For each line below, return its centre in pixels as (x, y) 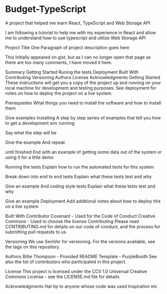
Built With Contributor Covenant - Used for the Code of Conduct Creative (80, 216)
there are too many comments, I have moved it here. (59, 62)
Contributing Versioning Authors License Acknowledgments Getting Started (83, 77)
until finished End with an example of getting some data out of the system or (83, 152)
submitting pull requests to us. (36, 232)
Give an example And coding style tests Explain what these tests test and (80, 186)
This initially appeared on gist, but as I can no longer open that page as (78, 57)
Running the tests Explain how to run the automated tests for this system (80, 167)
